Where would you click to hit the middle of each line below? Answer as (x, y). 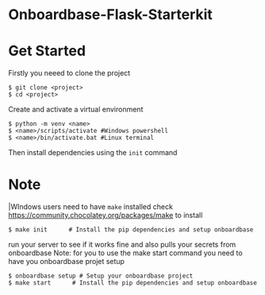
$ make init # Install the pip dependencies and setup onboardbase (131, 230)
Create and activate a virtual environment (76, 110)
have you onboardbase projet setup (67, 262)
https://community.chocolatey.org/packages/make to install (106, 215)
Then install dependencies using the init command (93, 153)
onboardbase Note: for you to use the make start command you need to (126, 253)
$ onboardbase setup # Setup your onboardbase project (101, 276)
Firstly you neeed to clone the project (69, 73)
